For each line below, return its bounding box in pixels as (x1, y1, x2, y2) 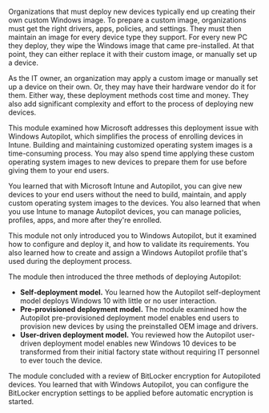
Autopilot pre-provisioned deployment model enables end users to (19, 313, 239, 322)
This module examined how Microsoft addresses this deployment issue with (8, 123, 259, 132)
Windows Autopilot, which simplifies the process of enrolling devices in (8, 132, 243, 141)
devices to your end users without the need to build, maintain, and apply (8, 190, 247, 199)
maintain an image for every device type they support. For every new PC (8, 32, 248, 42)
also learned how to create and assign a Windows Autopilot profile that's (8, 248, 248, 257)
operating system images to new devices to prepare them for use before (8, 157, 247, 167)
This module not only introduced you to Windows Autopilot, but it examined (8, 231, 257, 240)
